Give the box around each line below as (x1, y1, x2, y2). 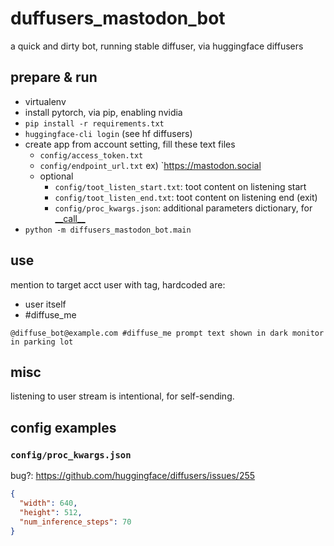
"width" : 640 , (19, 498, 78, 508)
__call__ (54, 212, 86, 224)
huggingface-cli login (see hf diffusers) (24, 127, 193, 139)
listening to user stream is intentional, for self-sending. (10, 390, 235, 402)
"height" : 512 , (19, 507, 83, 517)
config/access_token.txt (39, 150, 144, 161)
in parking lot (10, 337, 74, 347)
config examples (10, 419, 117, 436)
